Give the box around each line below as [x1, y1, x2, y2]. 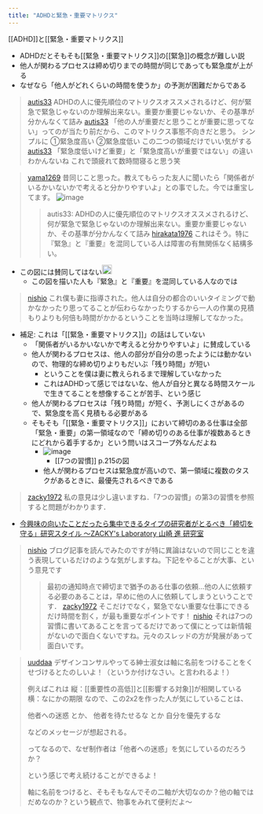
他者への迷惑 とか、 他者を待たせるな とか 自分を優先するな [27, 711, 221, 720]
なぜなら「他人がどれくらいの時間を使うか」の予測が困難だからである [19, 80, 247, 90]
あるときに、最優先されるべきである [57, 476, 174, 485]
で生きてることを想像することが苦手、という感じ [42, 389, 202, 398]
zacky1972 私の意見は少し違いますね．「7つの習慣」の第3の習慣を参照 [27, 492, 255, 502]
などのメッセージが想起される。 [27, 727, 131, 737]
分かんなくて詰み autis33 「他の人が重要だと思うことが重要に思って [27, 116, 248, 126]
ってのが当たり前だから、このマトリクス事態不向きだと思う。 [41, 127, 240, 136]
